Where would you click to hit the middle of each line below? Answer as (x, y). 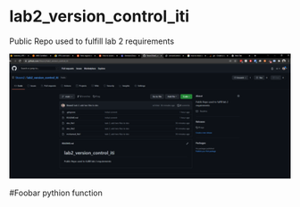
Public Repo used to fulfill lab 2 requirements (92, 41)
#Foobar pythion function (56, 193)
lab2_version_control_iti (100, 17)
